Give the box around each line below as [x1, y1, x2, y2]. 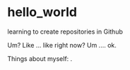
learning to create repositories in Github [7, 27, 124, 36]
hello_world [7, 4, 78, 20]
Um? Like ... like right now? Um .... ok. [7, 41, 117, 49]
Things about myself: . [7, 54, 73, 63]
